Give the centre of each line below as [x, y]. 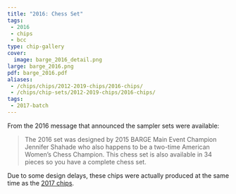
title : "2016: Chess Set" [45, 14]
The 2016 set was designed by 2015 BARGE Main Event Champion [120, 139]
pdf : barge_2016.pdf [38, 73]
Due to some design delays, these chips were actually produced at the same [118, 175]
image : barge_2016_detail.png [58, 60]
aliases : [20, 79]
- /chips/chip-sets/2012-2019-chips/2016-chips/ [83, 92]
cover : [17, 54]
